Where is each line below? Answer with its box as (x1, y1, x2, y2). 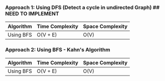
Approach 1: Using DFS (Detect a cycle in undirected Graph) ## (5, 4, 160, 11)
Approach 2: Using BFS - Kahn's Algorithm (5, 46, 110, 53)
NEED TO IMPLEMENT (5, 10, 60, 17)
